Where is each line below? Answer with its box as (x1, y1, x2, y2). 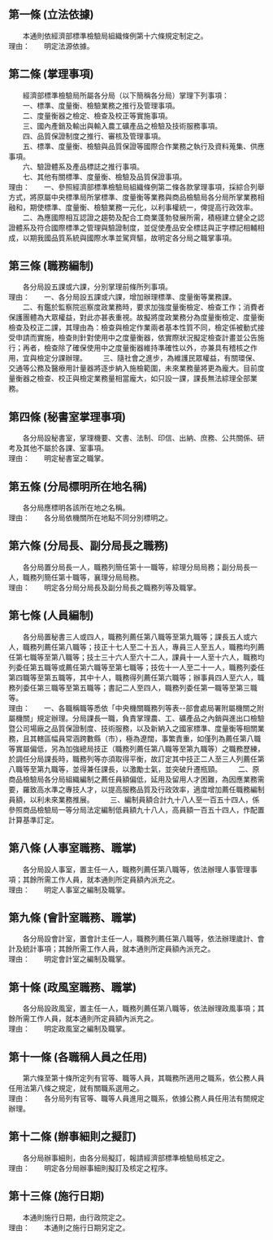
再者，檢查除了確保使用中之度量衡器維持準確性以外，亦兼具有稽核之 (22, 343, 250, 353)
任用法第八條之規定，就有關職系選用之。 (8, 1083, 144, 1093)
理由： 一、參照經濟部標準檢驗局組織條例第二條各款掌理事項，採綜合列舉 (8, 182, 265, 191)
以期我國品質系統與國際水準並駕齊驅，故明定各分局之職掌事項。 (22, 233, 236, 243)
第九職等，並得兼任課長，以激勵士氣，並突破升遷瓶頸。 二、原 (36, 764, 260, 773)
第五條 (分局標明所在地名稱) (8, 480, 148, 493)
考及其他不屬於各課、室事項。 (8, 443, 108, 453)
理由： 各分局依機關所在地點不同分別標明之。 (8, 513, 172, 523)
